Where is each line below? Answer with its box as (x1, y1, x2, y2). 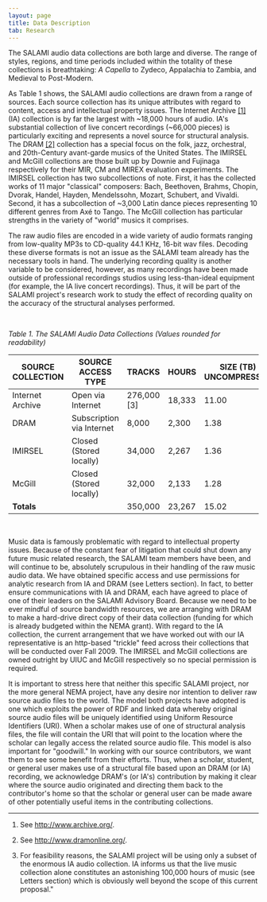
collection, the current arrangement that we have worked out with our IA (8, 629, 245, 640)
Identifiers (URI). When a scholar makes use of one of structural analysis (8, 721, 246, 731)
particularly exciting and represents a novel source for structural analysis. (8, 131, 250, 141)
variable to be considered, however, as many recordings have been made (8, 265, 249, 274)
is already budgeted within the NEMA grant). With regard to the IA (8, 621, 224, 631)
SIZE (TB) (219, 362, 257, 373)
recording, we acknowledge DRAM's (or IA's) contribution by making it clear (8, 772, 257, 781)
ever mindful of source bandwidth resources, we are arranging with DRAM (8, 605, 252, 614)
